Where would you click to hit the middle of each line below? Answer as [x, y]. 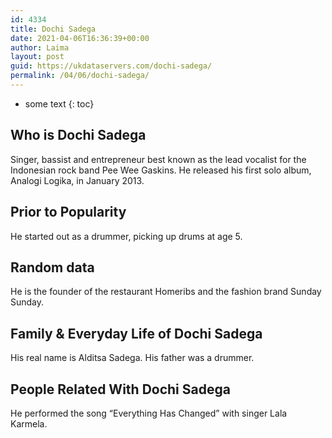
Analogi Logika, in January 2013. [77, 180]
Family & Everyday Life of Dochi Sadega [136, 333]
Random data [52, 267]
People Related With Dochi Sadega [120, 389]
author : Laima [40, 47]
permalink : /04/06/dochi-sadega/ [80, 76]
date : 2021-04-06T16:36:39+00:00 [80, 38]
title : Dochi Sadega [53, 29]
